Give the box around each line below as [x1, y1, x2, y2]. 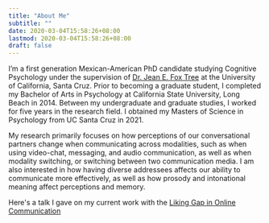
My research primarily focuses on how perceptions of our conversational [8, 130, 250, 141]
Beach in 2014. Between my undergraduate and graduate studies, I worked [8, 98, 256, 108]
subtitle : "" [8, 19, 52, 27]
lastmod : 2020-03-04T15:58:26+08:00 [8, 34, 131, 43]
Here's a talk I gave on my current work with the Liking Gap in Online [8, 198, 236, 208]
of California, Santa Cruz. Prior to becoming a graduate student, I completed [8, 81, 262, 91]
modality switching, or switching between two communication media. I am [8, 156, 255, 166]
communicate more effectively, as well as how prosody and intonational [8, 174, 246, 184]
